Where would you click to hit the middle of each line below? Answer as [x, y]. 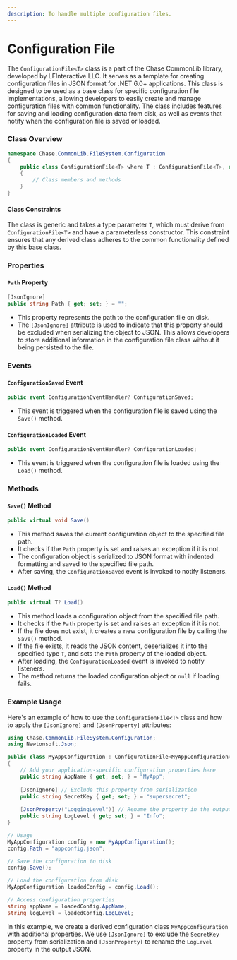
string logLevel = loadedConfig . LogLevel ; [71, 913]
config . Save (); [30, 868]
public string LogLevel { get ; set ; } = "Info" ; [93, 816]
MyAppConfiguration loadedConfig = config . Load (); [83, 887]
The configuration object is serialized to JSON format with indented [115, 557]
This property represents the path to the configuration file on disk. [114, 318]
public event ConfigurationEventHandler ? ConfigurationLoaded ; [102, 450]
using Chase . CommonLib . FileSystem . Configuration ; [82, 738]
